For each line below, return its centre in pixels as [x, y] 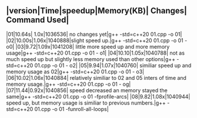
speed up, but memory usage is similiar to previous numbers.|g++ [86, 103]
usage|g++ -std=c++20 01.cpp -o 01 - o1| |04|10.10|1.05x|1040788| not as [96, 53]
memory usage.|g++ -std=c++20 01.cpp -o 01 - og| [69, 84]
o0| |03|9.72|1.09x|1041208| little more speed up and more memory [88, 46]
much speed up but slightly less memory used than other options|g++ [91, 59]
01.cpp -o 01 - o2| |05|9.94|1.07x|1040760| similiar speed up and [113, 65]
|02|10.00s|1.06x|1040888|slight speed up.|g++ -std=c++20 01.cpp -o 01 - [97, 40]
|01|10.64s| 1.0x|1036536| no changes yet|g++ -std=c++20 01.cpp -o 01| [94, 34]
